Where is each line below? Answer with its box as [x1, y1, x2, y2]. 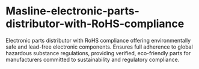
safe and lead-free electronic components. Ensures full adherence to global [5, 43, 193, 50]
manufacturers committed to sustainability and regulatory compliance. [5, 56, 180, 63]
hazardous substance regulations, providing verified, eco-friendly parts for [5, 49, 191, 56]
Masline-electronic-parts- [5, 4, 139, 18]
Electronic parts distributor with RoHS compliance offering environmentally [5, 37, 191, 44]
